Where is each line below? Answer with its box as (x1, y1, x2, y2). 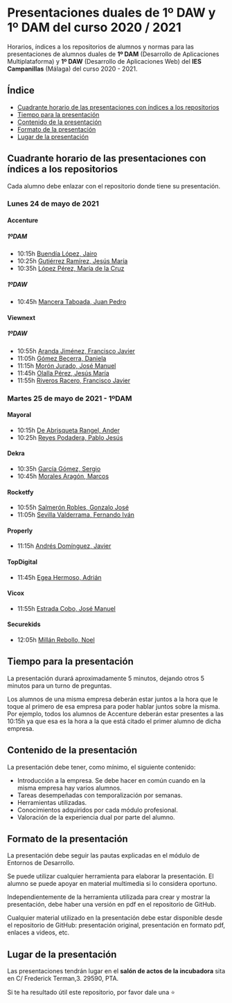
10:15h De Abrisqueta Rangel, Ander (17, 426, 120, 434)
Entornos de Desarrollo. (7, 859, 75, 867)
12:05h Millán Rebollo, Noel (17, 635, 95, 643)
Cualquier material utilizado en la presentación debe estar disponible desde (7, 914, 223, 922)
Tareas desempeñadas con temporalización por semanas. (17, 791, 183, 799)
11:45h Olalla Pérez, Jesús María (17, 369, 109, 377)
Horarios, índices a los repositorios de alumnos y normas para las (7, 42, 194, 51)
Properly (7, 526, 33, 535)
